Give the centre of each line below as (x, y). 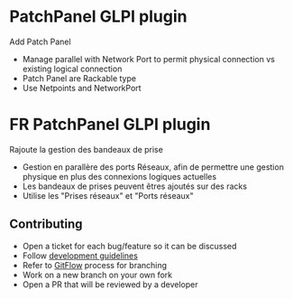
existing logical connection (72, 69)
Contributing (46, 224)
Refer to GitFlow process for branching (95, 265)
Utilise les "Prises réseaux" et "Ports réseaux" (108, 195)
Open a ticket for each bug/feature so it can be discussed (129, 246)
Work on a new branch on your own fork (97, 275)
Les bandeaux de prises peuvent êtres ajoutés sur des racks (135, 186)
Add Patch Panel (40, 42)
